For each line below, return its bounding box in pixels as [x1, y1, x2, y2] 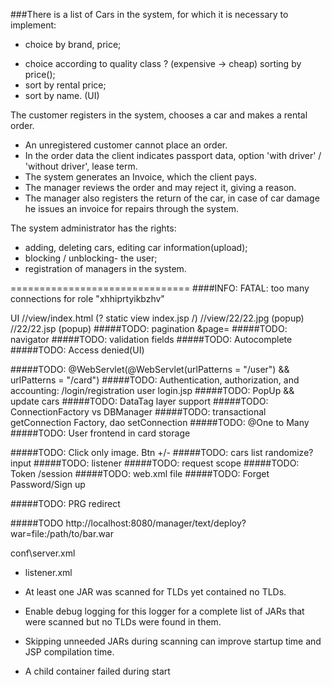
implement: [10, 19, 57, 31]
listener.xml [24, 567, 73, 578]
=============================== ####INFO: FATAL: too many [10, 282, 310, 294]
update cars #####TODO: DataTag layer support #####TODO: [10, 395, 269, 407]
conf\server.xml [10, 547, 76, 559]
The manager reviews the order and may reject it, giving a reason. [24, 182, 297, 193]
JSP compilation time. [24, 646, 115, 658]
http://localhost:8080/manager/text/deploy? [65, 517, 247, 529]
